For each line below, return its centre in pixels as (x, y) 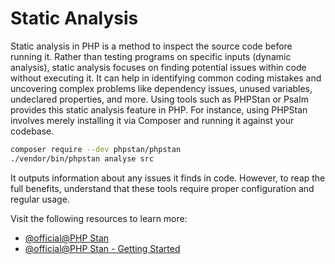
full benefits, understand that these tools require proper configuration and (162, 188)
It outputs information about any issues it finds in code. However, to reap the (168, 178)
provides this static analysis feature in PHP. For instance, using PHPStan (159, 109)
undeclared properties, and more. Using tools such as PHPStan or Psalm (159, 99)
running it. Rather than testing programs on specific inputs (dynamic (151, 56)
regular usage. (40, 199)
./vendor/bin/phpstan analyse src (82, 158)
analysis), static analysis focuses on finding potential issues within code (158, 67)
